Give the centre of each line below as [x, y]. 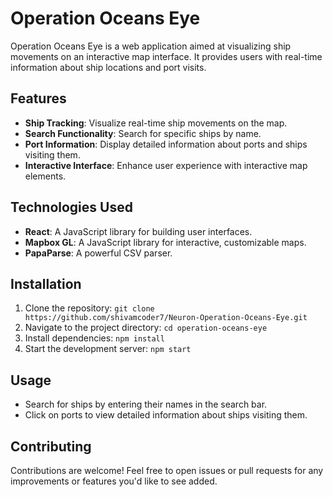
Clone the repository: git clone [89, 308]
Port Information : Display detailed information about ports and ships [166, 144]
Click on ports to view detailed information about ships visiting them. [166, 415]
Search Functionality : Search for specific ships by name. [143, 133]
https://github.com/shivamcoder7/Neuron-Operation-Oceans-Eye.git [166, 318]
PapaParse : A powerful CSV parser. [98, 253]
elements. [45, 176]
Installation [46, 283]
